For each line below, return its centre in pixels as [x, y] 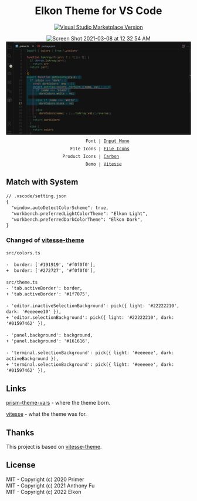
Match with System [42, 182]
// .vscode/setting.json [36, 196]
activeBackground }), [33, 359]
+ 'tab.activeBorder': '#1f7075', [48, 294]
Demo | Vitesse [103, 164]
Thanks [20, 433]
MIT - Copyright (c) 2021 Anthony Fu [50, 485]
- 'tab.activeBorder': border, [44, 288]
